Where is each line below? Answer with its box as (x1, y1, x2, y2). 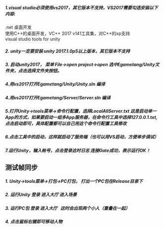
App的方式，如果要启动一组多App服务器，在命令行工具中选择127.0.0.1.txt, (5, 114, 158, 120)
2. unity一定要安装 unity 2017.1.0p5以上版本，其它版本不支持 (5, 48, 130, 54)
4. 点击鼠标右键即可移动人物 (5, 219, 63, 225)
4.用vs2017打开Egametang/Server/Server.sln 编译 (5, 94, 110, 100)
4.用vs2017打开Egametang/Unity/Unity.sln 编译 (5, 81, 106, 87)
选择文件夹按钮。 (26, 68, 62, 74)
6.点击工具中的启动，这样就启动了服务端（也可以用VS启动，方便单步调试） (5, 134, 159, 140)
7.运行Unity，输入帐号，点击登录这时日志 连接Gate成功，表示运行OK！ (5, 147, 151, 153)
